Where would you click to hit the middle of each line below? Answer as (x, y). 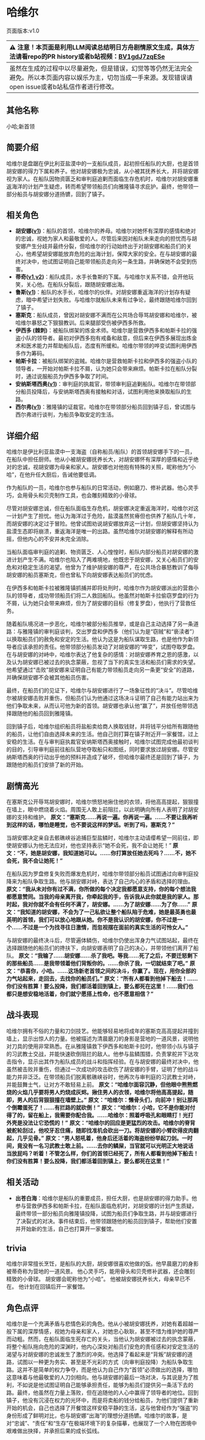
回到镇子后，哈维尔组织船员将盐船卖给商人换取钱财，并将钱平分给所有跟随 (100, 727)
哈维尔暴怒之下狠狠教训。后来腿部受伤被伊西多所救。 (82, 323)
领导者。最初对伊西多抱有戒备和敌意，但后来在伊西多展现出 (111, 338)
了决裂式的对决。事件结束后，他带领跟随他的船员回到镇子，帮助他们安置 (106, 1221)
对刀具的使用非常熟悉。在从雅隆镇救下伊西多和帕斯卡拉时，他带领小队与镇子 (103, 1046)
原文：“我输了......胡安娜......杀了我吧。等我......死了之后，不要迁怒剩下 (108, 955)
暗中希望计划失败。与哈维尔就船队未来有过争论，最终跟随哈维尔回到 (111, 300)
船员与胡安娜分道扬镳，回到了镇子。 (62, 194)
